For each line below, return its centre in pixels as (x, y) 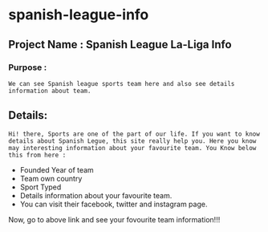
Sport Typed (41, 187)
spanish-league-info (79, 15)
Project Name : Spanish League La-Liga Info (120, 45)
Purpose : (28, 67)
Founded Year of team (57, 169)
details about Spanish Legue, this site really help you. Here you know (132, 141)
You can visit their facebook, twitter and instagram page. (114, 204)
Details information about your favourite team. (96, 195)
